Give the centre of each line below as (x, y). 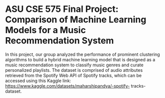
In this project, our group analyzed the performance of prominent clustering (82, 54)
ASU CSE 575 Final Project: (62, 9)
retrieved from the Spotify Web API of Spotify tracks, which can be (73, 75)
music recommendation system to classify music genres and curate (74, 65)
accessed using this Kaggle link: (38, 81)
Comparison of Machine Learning (76, 20)
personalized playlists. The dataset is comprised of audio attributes (74, 70)
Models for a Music (45, 30)
